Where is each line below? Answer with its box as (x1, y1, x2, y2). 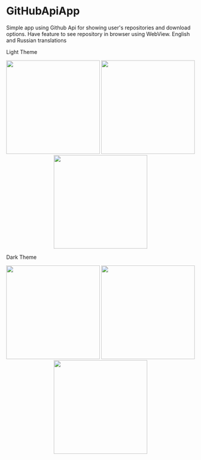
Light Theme (6, 48, 38, 55)
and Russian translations (6, 37, 67, 44)
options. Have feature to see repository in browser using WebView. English (6, 30, 190, 37)
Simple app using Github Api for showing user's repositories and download (6, 24, 191, 31)
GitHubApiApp (6, 4, 80, 18)
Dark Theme (6, 253, 37, 261)
